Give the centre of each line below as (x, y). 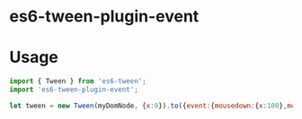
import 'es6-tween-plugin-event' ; (74, 89)
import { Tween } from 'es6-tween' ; (78, 81)
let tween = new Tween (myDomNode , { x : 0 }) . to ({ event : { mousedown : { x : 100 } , (148, 106)
